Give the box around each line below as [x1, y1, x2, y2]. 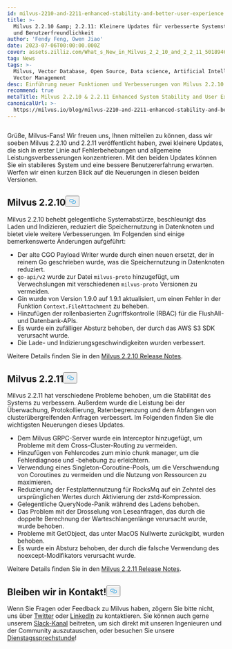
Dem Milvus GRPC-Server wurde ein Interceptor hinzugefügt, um [17, 434, 202, 443]
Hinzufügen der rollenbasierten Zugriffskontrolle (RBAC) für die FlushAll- [17, 309, 224, 318]
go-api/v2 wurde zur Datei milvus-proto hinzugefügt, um [17, 272, 180, 280]
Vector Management [13, 74, 67, 81]
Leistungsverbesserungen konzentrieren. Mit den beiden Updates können [7, 153, 217, 162]
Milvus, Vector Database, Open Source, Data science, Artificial [13, 68, 206, 75]
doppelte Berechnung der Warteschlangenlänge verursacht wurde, [17, 515, 208, 523]
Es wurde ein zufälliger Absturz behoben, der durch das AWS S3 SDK [17, 324, 215, 332]
